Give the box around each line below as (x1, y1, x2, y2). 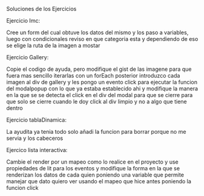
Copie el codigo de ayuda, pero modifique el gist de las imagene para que (6, 65, 192, 73)
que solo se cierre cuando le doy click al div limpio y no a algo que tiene (6, 98, 188, 105)
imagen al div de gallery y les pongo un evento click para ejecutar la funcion (6, 79, 198, 85)
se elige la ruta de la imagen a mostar (6, 42, 100, 49)
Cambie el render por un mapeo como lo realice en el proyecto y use (6, 158, 178, 165)
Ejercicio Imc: (6, 17, 41, 24)
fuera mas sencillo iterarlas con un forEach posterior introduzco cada (6, 72, 181, 79)
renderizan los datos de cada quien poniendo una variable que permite (6, 171, 185, 178)
